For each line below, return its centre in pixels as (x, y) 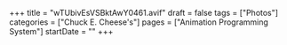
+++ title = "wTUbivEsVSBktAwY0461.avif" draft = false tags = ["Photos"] (143, 13)
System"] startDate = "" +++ (61, 31)
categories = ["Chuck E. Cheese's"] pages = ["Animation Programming (139, 22)
